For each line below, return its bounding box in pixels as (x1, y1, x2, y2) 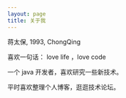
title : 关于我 (7, 17, 46, 24)
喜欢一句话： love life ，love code (7, 53, 107, 61)
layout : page (7, 10, 46, 18)
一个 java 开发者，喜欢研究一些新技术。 (7, 67, 123, 76)
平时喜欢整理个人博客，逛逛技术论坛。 (7, 82, 120, 91)
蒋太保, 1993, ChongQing (7, 37, 81, 46)
